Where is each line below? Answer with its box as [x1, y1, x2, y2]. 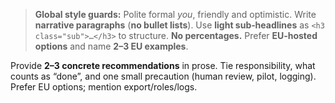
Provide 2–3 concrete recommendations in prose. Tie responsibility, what [10, 60, 316, 71]
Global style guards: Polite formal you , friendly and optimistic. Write [34, 9, 317, 20]
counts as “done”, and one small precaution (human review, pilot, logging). [10, 70, 317, 82]
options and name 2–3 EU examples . [34, 40, 189, 52]
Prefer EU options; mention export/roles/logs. [10, 81, 198, 93]
